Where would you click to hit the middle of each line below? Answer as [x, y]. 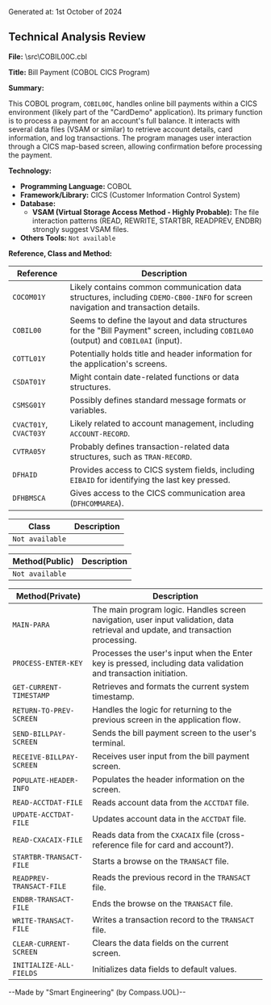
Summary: [26, 87]
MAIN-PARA [31, 624]
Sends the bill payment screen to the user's [174, 733]
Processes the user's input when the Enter [172, 653]
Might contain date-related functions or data [154, 376]
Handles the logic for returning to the [162, 709]
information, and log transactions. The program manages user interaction [130, 137]
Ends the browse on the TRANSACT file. [163, 903]
